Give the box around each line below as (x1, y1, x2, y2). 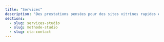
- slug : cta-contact (9, 29, 51, 34)
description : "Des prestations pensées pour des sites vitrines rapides (5, 12, 156, 16)
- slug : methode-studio (9, 25, 58, 30)
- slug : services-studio (9, 20, 60, 26)
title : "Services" (5, 7, 42, 12)
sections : (5, 16, 25, 21)
